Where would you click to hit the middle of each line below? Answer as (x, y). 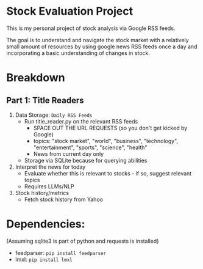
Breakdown (36, 78)
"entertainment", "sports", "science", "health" (90, 147)
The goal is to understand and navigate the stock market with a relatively (98, 40)
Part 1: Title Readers (45, 100)
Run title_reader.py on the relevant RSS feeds (81, 121)
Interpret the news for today (50, 167)
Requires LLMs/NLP (49, 186)
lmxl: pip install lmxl (44, 259)
